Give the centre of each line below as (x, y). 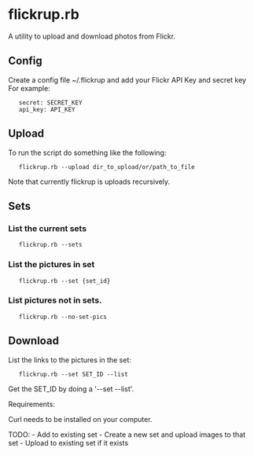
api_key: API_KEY (47, 109)
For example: (29, 88)
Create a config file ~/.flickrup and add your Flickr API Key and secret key (127, 79)
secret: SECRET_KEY (50, 103)
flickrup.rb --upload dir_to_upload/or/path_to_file (107, 167)
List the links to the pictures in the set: (70, 360)
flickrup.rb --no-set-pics (63, 317)
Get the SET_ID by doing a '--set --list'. (71, 389)
